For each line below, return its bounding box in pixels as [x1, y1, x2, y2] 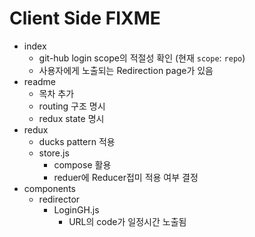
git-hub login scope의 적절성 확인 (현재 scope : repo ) [38, 52, 246, 64]
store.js [38, 147, 70, 159]
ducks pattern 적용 [38, 135, 116, 147]
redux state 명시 [38, 112, 105, 124]
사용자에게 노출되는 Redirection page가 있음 [38, 64, 214, 76]
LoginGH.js [53, 203, 100, 216]
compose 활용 [53, 158, 112, 171]
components [23, 182, 76, 194]
